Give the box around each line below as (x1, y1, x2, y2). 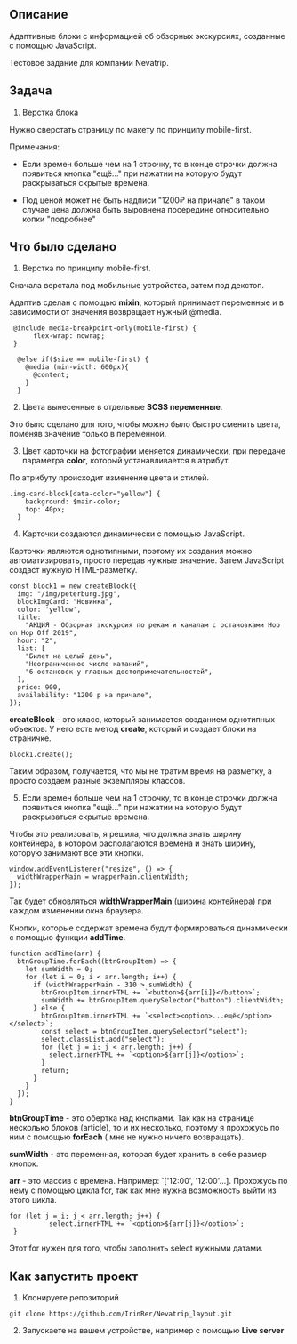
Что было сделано (9, 239, 117, 254)
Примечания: (9, 141, 60, 152)
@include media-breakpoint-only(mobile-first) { (12, 324, 197, 333)
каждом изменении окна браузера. (9, 905, 144, 916)
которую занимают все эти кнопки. (9, 848, 144, 858)
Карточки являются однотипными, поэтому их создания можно (9, 546, 253, 557)
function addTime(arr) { (9, 949, 101, 959)
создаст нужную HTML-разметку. (9, 565, 138, 575)
